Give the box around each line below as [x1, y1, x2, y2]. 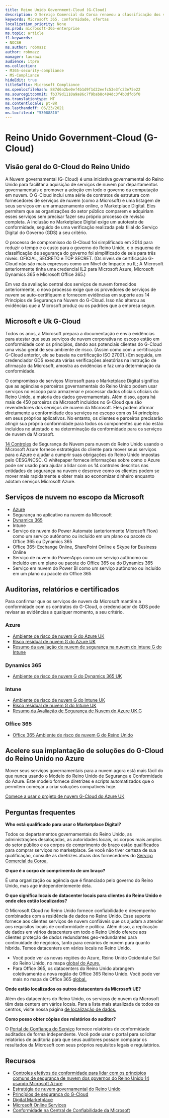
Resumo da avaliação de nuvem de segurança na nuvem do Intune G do [12, 644, 162, 650]
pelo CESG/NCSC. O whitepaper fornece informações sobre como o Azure [5, 457, 160, 463]
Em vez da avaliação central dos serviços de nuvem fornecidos [5, 281, 137, 287]
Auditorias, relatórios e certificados [5, 585, 119, 593]
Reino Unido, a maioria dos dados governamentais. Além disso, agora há [5, 394, 156, 400]
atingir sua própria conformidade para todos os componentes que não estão [5, 420, 163, 426]
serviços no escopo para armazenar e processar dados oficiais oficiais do [5, 388, 159, 394]
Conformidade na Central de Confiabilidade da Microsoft [12, 1107, 130, 1113]
